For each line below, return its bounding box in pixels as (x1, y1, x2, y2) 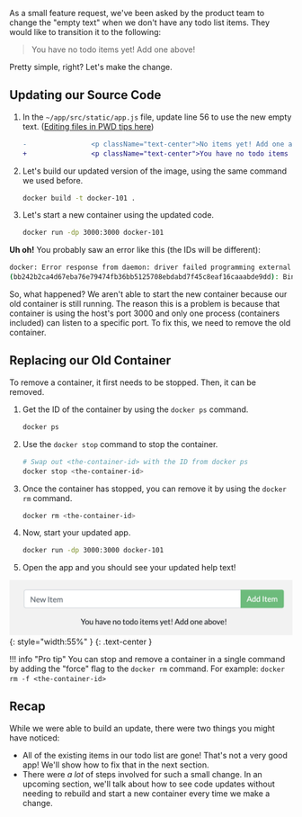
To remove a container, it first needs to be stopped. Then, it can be (9, 377, 256, 388)
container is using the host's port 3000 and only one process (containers (9, 308, 280, 319)
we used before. (22, 175, 84, 185)
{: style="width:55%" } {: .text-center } (9, 636, 153, 647)
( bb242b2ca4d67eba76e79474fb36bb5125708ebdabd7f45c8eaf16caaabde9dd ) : (9, 273, 280, 282)
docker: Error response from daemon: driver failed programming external (9, 263, 292, 273)
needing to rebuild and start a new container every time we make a (22, 787, 271, 799)
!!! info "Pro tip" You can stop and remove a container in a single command (9, 653, 286, 664)
